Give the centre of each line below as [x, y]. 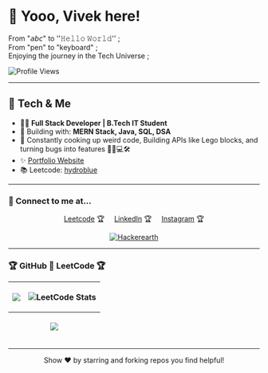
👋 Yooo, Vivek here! [75, 16]
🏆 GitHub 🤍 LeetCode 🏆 [57, 265]
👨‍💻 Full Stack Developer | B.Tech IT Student [93, 123]
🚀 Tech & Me [40, 104]
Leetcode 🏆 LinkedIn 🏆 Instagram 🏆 [134, 219]
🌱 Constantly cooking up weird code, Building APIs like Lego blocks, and [139, 139]
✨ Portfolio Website [52, 160]
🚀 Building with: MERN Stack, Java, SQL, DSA [95, 132]
